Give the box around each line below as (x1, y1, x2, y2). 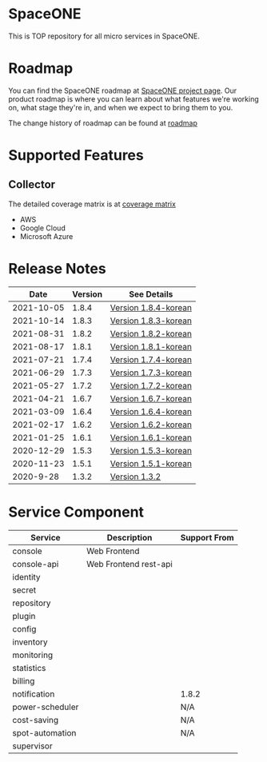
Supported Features (8, 146, 144, 165)
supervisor (12, 740, 54, 752)
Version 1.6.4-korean (110, 405, 192, 417)
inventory (12, 636, 48, 648)
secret (12, 584, 37, 596)
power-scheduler (12, 701, 79, 712)
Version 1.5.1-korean (110, 457, 192, 469)
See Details (129, 289, 173, 300)
